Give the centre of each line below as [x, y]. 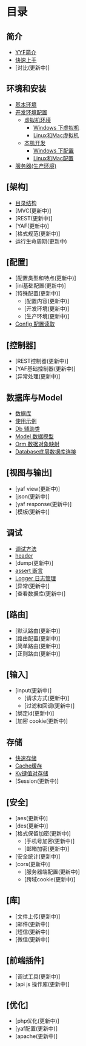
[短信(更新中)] [32, 932]
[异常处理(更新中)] [38, 376]
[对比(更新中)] [32, 68]
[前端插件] [25, 961]
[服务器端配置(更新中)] [52, 872]
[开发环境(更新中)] [47, 308]
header [24, 555]
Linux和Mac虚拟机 [56, 135]
